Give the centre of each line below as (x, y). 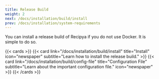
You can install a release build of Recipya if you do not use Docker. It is (75, 37)
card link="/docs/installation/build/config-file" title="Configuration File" (76, 62)
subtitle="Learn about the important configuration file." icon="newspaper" (79, 67)
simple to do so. (21, 42)
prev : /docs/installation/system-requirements (53, 23)
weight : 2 (15, 14)
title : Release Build (27, 9)
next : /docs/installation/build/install (46, 18)
